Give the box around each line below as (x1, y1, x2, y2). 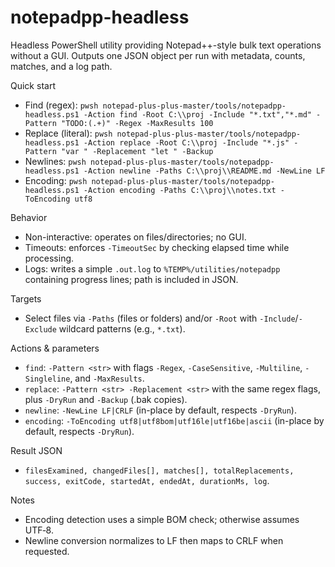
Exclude (24, 324, 57, 335)
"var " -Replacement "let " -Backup (61, 146, 214, 156)
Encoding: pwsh (24, 174, 88, 186)
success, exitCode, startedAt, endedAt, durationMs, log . (24, 474, 270, 486)
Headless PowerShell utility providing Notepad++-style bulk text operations (10, 39, 322, 51)
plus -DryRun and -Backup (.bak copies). (24, 393, 188, 405)
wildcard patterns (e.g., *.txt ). (58, 322, 186, 335)
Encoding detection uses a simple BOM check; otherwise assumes (24, 513, 300, 525)
